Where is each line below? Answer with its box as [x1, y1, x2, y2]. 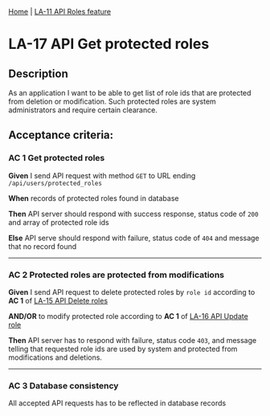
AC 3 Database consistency [8, 380, 119, 391]
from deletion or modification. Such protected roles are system [8, 96, 217, 106]
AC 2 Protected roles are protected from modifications [8, 269, 225, 280]
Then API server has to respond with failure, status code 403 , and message [8, 335, 257, 345]
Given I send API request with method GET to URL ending [8, 170, 196, 180]
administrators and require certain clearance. [8, 105, 158, 115]
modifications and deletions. [8, 353, 103, 362]
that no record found [8, 241, 77, 251]
